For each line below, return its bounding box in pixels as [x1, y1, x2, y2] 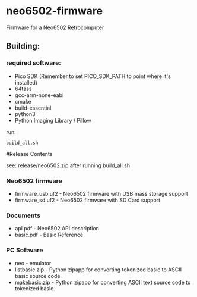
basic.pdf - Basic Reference [14, 231, 84, 239]
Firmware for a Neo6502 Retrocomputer [6, 24, 104, 31]
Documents [6, 211, 40, 220]
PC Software [6, 246, 43, 254]
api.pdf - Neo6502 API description [14, 225, 100, 232]
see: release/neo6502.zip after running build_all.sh [6, 162, 131, 169]
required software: [6, 59, 61, 67]
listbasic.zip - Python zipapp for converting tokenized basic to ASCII [14, 266, 182, 273]
